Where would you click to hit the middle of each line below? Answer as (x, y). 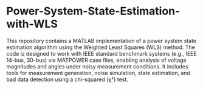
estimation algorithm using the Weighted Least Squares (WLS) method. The (101, 47)
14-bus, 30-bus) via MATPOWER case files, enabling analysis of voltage (96, 60)
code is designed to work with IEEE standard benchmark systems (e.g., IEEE (102, 53)
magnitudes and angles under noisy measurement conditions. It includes (97, 66)
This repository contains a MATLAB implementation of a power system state (101, 41)
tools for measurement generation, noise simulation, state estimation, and (98, 73)
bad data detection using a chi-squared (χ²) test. (67, 79)
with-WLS (32, 24)
